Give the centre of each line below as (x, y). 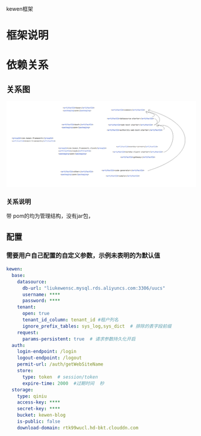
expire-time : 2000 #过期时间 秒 (63, 383)
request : (28, 332)
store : (25, 371)
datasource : (32, 282)
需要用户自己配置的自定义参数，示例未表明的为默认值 (83, 255)
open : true (36, 314)
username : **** (41, 294)
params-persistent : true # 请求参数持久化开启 (79, 339)
